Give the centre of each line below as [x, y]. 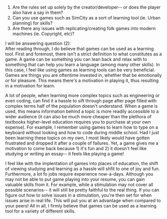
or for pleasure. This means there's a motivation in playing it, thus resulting [82, 80]
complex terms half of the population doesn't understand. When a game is [82, 106]
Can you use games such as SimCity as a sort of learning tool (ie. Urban [86, 18]
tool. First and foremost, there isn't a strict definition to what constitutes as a [83, 54]
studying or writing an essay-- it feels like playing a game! [65, 154]
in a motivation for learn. [30, 86]
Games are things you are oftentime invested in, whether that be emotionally [83, 75]
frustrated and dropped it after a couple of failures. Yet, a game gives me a [82, 143]
